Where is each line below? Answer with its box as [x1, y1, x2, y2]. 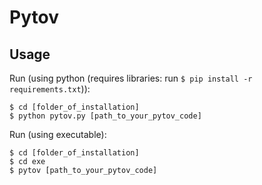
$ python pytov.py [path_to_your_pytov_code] [9, 111, 202, 121]
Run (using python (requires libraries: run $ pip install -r [9, 72, 253, 84]
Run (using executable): [9, 129, 107, 140]
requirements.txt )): [9, 83, 91, 95]
